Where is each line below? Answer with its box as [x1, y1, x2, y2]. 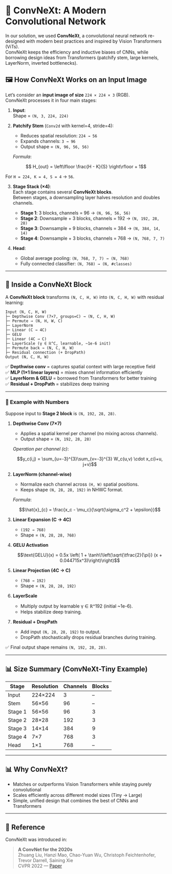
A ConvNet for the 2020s [17, 846, 73, 853]
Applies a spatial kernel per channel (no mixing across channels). [20, 430, 158, 436]
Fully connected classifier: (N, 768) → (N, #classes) [20, 260, 132, 266]
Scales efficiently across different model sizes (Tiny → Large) [12, 792, 142, 798]
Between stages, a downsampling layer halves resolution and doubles [12, 194, 160, 200]
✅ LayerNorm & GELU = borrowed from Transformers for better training [5, 375, 157, 381]
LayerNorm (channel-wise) [12, 471, 72, 477]
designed [5, 38, 26, 44]
